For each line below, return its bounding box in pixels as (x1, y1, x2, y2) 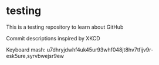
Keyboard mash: (6, 46, 46, 53)
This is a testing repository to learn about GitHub (6, 23, 124, 30)
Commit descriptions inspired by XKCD (6, 35, 101, 42)
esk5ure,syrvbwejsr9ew (6, 52, 65, 59)
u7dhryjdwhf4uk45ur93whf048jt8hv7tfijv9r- (46, 46, 154, 53)
